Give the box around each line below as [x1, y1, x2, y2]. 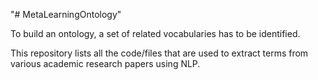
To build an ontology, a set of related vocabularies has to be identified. [10, 28, 301, 39]
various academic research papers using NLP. [10, 58, 201, 69]
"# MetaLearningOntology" [10, 9, 122, 20]
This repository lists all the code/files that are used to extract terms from [10, 47, 309, 59]
